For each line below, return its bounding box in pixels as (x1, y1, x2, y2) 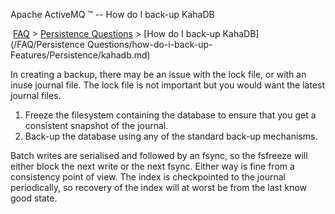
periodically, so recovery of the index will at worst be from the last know (10, 182, 308, 193)
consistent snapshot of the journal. (24, 120, 169, 131)
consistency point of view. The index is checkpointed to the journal (10, 171, 286, 183)
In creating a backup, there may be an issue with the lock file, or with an (10, 69, 307, 80)
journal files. (10, 90, 62, 101)
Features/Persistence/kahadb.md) (10, 49, 151, 61)
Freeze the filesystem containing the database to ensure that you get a (24, 109, 317, 121)
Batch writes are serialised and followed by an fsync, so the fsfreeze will (10, 150, 308, 161)
